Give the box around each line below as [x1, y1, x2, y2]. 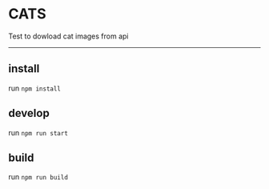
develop [8, 107, 50, 120]
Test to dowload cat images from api [8, 31, 129, 41]
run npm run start [8, 127, 68, 137]
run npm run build [8, 172, 68, 182]
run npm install [8, 83, 62, 93]
